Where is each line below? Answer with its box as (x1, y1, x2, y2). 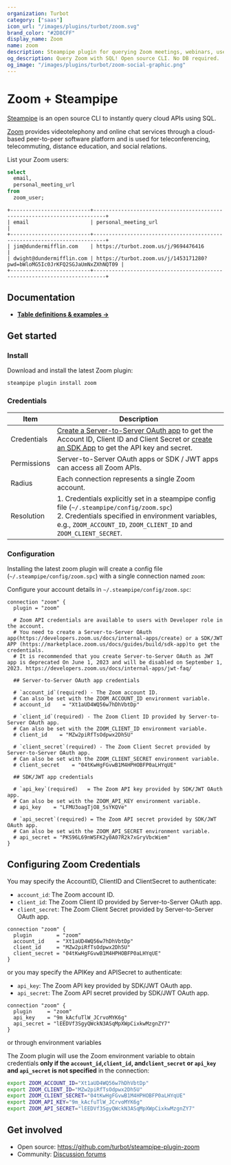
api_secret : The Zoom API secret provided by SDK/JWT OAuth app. (16, 988, 210, 997)
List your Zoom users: (7, 155, 69, 163)
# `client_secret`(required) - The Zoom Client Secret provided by (13, 743, 211, 750)
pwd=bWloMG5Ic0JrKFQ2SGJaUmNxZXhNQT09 (7, 261, 118, 268)
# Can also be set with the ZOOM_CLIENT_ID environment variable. (13, 725, 208, 732)
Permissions (10, 458, 50, 468)
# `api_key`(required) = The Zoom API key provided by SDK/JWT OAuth (13, 786, 223, 793)
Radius (10, 478, 33, 488)
